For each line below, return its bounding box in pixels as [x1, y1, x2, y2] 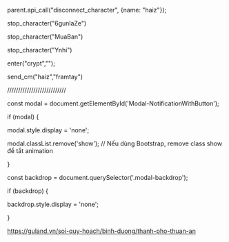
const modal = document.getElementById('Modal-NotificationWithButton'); [7, 99, 219, 108]
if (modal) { [7, 113, 39, 121]
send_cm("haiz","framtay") [7, 72, 83, 81]
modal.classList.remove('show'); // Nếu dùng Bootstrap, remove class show [7, 139, 223, 148]
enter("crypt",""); [7, 59, 55, 68]
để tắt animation [7, 147, 53, 154]
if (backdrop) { [7, 187, 48, 195]
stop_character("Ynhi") [7, 46, 72, 54]
